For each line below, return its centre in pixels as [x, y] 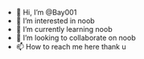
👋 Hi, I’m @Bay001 [46, 12]
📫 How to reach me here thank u [71, 47]
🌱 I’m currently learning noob [64, 29]
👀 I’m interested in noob [55, 21]
